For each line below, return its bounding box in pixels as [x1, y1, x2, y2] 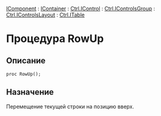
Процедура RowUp [6, 32, 104, 46]
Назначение [6, 87, 54, 97]
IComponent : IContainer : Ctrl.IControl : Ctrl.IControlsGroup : [6, 5, 156, 12]
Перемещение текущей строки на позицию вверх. [6, 103, 134, 110]
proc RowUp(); [6, 71, 42, 77]
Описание [6, 56, 46, 66]
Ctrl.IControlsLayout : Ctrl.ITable [6, 11, 85, 18]
